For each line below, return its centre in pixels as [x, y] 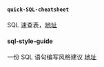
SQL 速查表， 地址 [32, 25]
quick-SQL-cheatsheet [38, 10]
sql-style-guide [30, 41]
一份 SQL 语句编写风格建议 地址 [52, 57]
